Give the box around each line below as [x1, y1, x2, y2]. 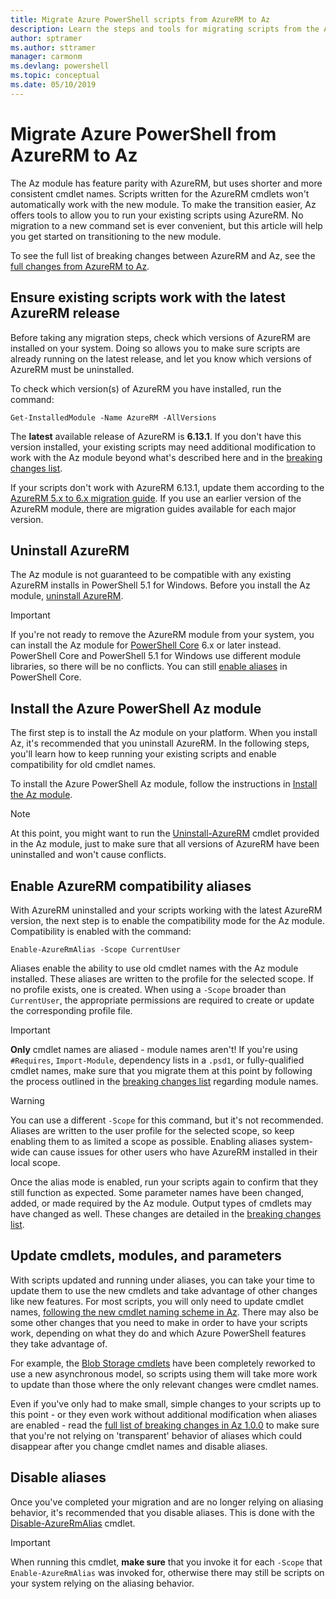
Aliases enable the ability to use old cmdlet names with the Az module [10, 962, 299, 974]
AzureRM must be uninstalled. [10, 363, 135, 375]
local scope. [10, 1156, 61, 1168]
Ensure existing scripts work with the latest [10, 289, 287, 306]
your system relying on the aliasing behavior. [10, 1577, 195, 1589]
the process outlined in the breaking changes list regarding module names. [10, 1075, 319, 1087]
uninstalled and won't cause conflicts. [10, 849, 167, 861]
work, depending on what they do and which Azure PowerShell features [10, 1327, 307, 1339]
